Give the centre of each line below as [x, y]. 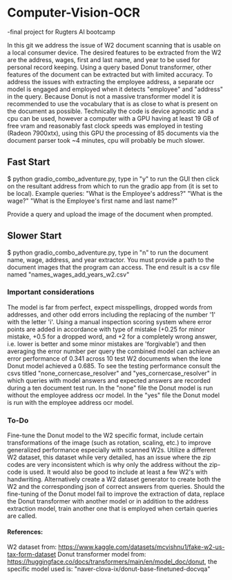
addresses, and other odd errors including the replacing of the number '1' [112, 314]
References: [25, 532]
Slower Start [35, 236]
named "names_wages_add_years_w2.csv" [68, 274]
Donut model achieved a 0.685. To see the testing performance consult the [114, 366]
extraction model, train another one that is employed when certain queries [113, 509]
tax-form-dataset [32, 554]
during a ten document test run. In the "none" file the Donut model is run [110, 388]
